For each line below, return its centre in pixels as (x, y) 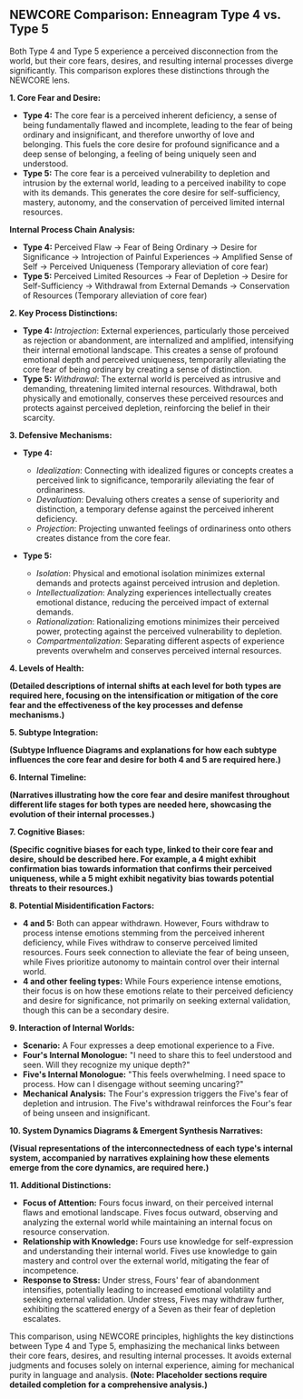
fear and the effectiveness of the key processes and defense (126, 704)
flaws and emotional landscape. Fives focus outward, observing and (150, 1212)
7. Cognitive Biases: (47, 832)
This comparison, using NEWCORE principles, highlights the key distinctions (152, 1336)
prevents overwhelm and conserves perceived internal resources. (159, 650)
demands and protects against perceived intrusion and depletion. (158, 583)
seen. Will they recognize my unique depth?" (106, 1064)
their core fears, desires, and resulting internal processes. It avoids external (151, 1355)
